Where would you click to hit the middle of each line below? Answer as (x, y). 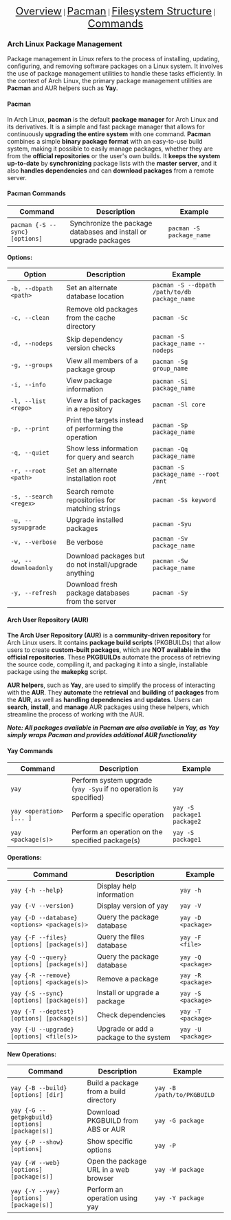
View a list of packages (104, 400)
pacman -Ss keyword (184, 500)
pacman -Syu (172, 524)
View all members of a (102, 360)
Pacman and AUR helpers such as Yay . (63, 88)
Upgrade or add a (125, 1029)
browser (100, 1179)
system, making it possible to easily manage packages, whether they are (110, 149)
